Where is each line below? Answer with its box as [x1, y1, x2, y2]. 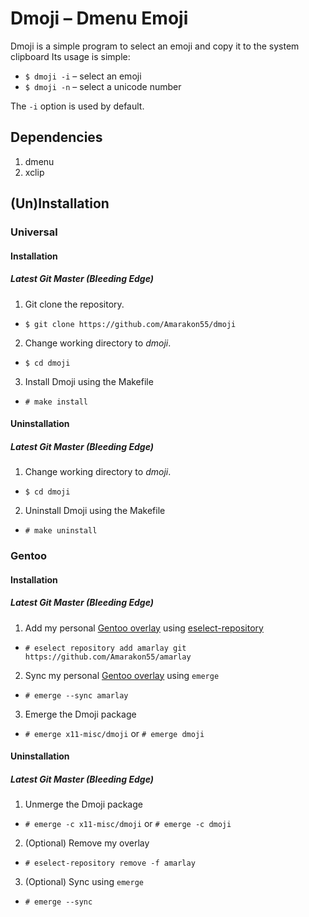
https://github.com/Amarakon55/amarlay [24, 652, 192, 662]
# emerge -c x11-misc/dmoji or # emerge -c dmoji [24, 818, 232, 830]
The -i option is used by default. [10, 100, 145, 112]
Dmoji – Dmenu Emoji [10, 7, 189, 30]
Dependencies [10, 129, 103, 146]
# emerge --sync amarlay [24, 690, 129, 701]
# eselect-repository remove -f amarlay [24, 858, 196, 869]
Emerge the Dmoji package [24, 708, 137, 720]
